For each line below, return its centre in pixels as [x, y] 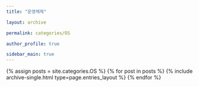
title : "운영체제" [26, 12]
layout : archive [26, 22]
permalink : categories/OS [38, 33]
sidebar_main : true [30, 54]
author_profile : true [33, 44]
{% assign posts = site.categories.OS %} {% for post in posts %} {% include [99, 71]
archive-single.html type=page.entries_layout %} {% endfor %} [84, 78]
